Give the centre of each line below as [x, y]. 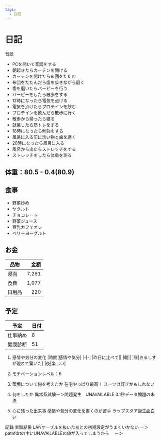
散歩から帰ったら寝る [33, 119]
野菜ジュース [25, 221]
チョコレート [25, 215]
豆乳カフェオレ [27, 227]
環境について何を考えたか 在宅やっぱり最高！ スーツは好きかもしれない [83, 384]
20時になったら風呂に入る [38, 143]
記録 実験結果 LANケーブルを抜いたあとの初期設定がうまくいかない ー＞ [77, 427]
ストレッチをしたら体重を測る [42, 155]
